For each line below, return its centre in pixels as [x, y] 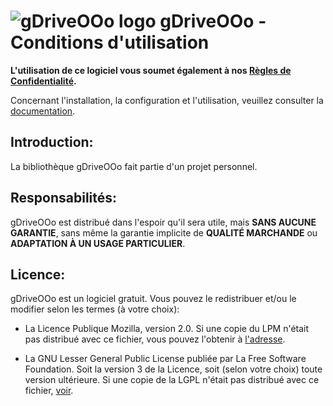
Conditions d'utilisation [110, 42]
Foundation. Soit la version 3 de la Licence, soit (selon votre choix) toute [173, 369]
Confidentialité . [43, 81]
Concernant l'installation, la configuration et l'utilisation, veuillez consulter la [167, 100]
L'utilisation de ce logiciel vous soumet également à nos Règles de [151, 70]
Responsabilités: [64, 198]
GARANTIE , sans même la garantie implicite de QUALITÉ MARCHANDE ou [164, 232]
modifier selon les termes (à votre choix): [95, 309]
